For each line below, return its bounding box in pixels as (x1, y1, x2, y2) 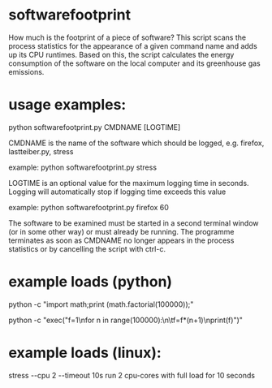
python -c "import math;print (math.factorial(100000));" (8, 299, 194, 309)
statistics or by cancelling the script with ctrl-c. (8, 244, 166, 253)
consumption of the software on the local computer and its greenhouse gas (8, 58, 261, 68)
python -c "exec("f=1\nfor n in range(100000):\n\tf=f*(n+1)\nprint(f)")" (8, 315, 244, 325)
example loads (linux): (8, 343, 162, 362)
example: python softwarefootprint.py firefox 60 (8, 202, 169, 212)
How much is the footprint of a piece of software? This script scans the (8, 32, 246, 42)
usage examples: (8, 96, 127, 114)
